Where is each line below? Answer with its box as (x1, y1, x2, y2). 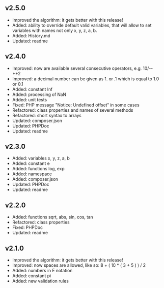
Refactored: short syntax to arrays (12, 112, 82, 118)
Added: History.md (12, 32, 51, 38)
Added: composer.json (12, 176, 58, 182)
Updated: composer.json (12, 118, 62, 124)
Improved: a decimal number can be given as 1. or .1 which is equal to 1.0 (12, 76, 159, 82)
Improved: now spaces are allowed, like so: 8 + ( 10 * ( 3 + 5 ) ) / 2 (12, 262, 146, 268)
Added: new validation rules (12, 278, 69, 284)
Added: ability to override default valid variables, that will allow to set (12, 22, 152, 28)
